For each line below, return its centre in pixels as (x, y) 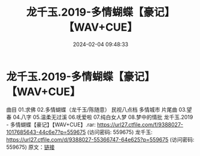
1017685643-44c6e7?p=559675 (46, 132)
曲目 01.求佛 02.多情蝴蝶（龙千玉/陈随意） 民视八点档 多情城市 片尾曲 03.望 (99, 109)
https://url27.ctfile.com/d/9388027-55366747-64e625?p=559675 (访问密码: (100, 139)
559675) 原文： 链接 (31, 147)
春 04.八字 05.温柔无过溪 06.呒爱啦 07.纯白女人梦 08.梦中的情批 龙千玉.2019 (100, 117)
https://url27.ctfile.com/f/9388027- (140, 124)
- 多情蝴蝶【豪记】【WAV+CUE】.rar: (51, 124)
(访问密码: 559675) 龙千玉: (120, 132)
